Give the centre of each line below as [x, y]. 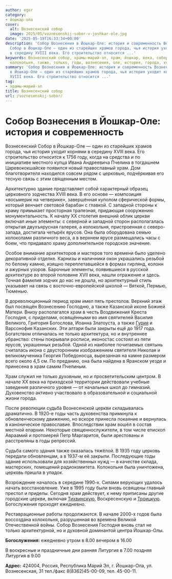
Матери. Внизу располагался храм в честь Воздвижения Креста [76, 312]
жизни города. [21, 398]
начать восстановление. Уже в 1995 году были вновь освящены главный [85, 488]
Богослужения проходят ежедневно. [46, 504]
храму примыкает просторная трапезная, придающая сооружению [79, 211]
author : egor [19, 10]
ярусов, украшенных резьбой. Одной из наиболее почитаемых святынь [84, 345]
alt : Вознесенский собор [36, 29]
